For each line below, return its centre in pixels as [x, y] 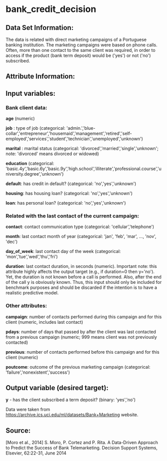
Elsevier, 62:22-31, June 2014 [36, 453]
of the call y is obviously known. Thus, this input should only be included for [84, 282]
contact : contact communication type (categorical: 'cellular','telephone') [80, 227]
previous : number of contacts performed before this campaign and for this [83, 352]
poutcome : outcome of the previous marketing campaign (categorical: [78, 367]
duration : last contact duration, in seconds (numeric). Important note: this [81, 266]
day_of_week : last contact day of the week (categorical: [63, 251]
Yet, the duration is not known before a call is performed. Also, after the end [83, 277]
